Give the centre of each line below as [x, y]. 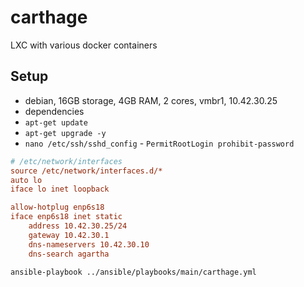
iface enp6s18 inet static [66, 217]
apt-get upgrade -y [65, 133]
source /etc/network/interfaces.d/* [86, 171]
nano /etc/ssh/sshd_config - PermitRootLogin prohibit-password [159, 143]
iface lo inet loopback [60, 189]
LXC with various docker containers [84, 45]
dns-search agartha [69, 254]
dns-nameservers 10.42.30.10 [89, 244]
